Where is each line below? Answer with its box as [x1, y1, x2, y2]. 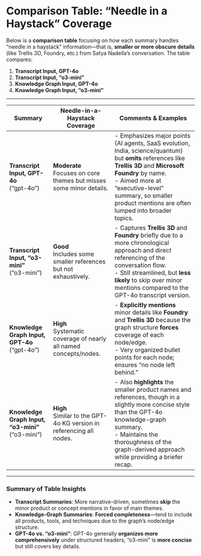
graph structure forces [114, 323, 179, 331]
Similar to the [53, 412, 90, 420]
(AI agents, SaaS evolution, [114, 139, 190, 147]
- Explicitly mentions [114, 301, 176, 309]
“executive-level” [114, 184, 164, 192]
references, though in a [114, 392, 180, 401]
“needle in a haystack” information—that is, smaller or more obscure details [6, 43, 195, 50]
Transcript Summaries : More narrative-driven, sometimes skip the [14, 498, 181, 506]
